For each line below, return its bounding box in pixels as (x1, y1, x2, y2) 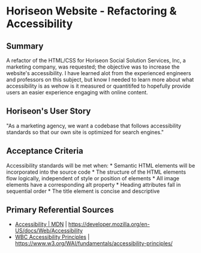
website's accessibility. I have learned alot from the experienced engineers (6, 70, 191, 76)
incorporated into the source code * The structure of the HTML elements (6, 168, 186, 175)
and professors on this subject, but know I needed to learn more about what (6, 76, 194, 83)
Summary (6, 41, 44, 51)
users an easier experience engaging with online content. (6, 89, 148, 96)
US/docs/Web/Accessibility (14, 227, 83, 234)
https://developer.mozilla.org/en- (68, 221, 150, 228)
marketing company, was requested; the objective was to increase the (6, 63, 180, 70)
